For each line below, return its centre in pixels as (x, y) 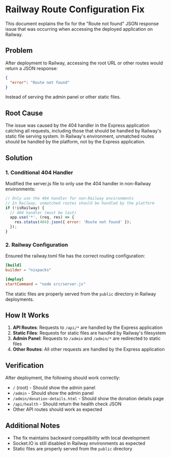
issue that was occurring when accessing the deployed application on (79, 29)
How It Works (27, 315)
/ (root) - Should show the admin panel (54, 388)
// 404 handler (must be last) (43, 213)
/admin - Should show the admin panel (53, 393)
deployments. (20, 299)
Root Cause (24, 113)
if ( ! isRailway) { (25, 208)
